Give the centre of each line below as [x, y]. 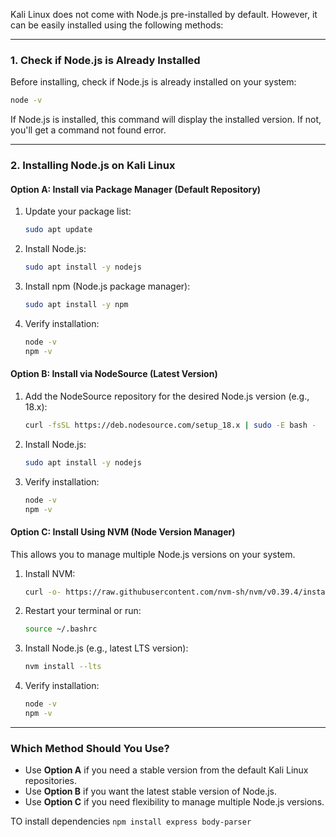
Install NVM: [50, 573]
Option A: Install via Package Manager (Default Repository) [136, 189]
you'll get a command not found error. [88, 130]
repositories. [50, 781]
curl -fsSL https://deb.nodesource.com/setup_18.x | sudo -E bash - [170, 425]
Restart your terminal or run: [83, 611]
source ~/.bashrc [61, 629]
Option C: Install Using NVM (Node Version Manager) [123, 531]
